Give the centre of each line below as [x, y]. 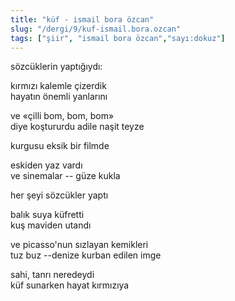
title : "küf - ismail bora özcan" [82, 19]
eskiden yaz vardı [46, 165]
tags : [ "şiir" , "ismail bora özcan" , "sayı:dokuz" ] [118, 38]
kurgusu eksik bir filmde [60, 146]
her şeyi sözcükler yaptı [59, 195]
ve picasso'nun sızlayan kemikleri [79, 245]
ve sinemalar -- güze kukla [65, 176]
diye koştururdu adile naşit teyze [77, 127]
